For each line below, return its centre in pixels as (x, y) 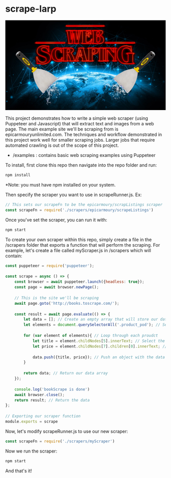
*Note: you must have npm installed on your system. (61, 185)
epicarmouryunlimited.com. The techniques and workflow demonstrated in (84, 135)
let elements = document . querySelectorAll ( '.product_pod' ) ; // (92, 325)
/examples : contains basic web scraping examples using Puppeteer (84, 155)
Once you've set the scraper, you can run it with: (56, 220)
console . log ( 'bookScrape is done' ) (52, 389)
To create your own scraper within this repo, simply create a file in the (78, 240)
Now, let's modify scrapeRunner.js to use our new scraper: (67, 431)
